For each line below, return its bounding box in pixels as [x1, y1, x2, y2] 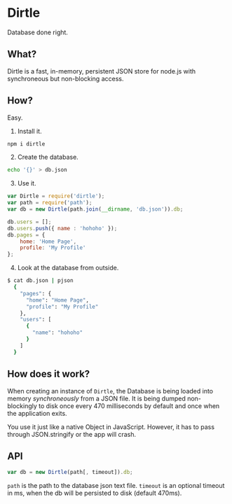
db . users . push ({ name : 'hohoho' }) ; [7, 225, 118, 232]
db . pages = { [7, 231, 46, 239]
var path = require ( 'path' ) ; [7, 199, 93, 206]
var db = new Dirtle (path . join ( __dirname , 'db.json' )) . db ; [7, 206, 184, 213]
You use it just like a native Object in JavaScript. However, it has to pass [7, 422, 215, 431]
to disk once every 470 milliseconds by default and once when [38, 401, 220, 410]
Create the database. [17, 153, 79, 162]
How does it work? [7, 368, 90, 380]
